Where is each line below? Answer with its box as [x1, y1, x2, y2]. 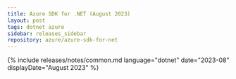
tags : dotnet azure [7, 23, 65, 30]
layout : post [7, 17, 46, 24]
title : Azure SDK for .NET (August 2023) [7, 10, 131, 18]
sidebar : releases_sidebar [7, 30, 87, 37]
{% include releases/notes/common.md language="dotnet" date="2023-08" [7, 56, 230, 64]
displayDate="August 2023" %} [7, 63, 99, 72]
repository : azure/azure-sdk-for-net [7, 37, 118, 44]
